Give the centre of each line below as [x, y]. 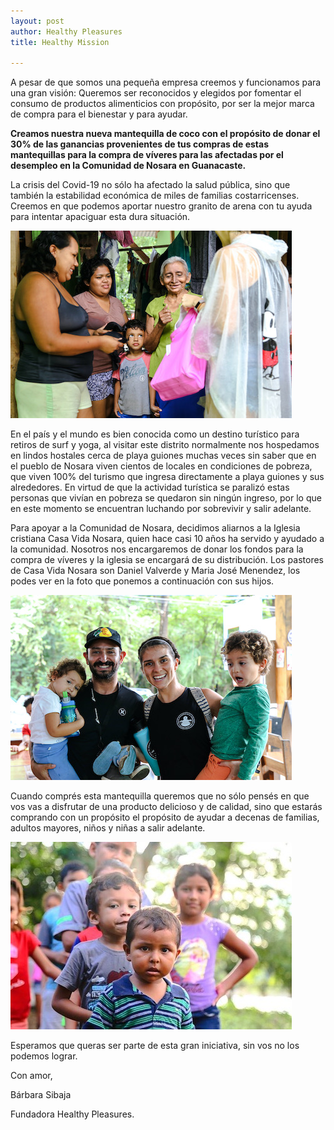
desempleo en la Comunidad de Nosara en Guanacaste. [128, 166]
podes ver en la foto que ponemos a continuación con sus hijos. [142, 581]
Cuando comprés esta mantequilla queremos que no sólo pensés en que [160, 796]
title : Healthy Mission [60, 42]
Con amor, [31, 1076]
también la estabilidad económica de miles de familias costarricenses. [155, 196]
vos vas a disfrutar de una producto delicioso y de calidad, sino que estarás [166, 807]
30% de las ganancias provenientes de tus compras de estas [139, 144]
